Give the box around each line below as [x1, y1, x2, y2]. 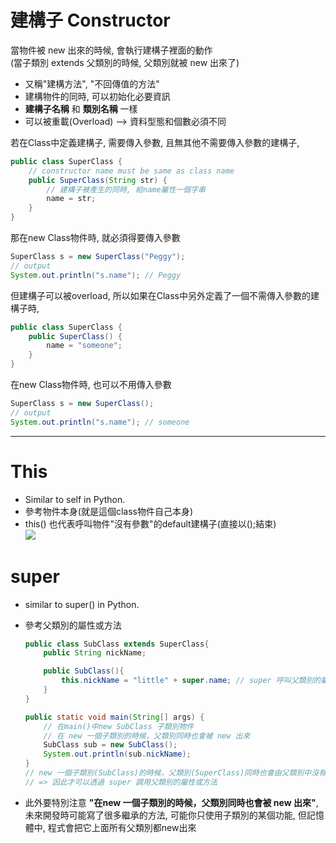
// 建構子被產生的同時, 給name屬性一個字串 [46, 184, 206, 195]
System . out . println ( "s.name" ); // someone [10, 417, 190, 427]
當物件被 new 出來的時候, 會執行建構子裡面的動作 [10, 44, 213, 56]
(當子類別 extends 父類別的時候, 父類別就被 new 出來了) [10, 56, 240, 68]
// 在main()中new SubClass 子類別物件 [43, 721, 195, 731]
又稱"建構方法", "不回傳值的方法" [24, 77, 160, 90]
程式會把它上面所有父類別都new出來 [47, 821, 197, 833]
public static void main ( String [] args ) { [24, 712, 205, 722]
